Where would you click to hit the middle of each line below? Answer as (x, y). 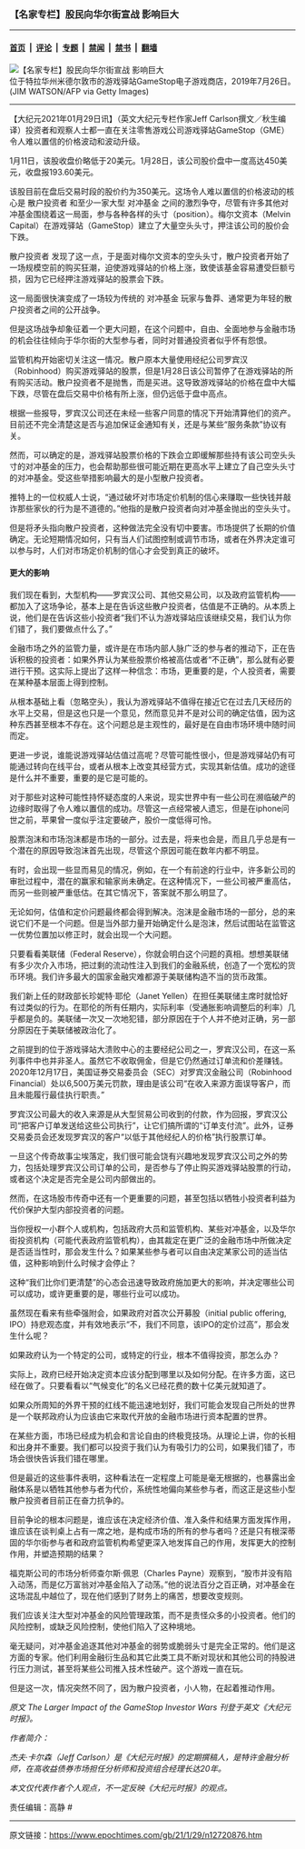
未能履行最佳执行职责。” (61, 1094)
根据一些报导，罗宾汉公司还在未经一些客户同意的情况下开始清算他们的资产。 (152, 413)
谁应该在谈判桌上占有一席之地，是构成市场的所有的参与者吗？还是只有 (141, 1531)
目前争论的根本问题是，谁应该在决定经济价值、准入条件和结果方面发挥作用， (152, 1519)
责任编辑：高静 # (41, 1807)
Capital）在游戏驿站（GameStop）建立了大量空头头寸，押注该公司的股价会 (150, 225)
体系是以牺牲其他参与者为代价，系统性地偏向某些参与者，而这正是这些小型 (156, 1489)
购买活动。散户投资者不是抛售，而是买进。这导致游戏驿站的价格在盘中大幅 (156, 382)
